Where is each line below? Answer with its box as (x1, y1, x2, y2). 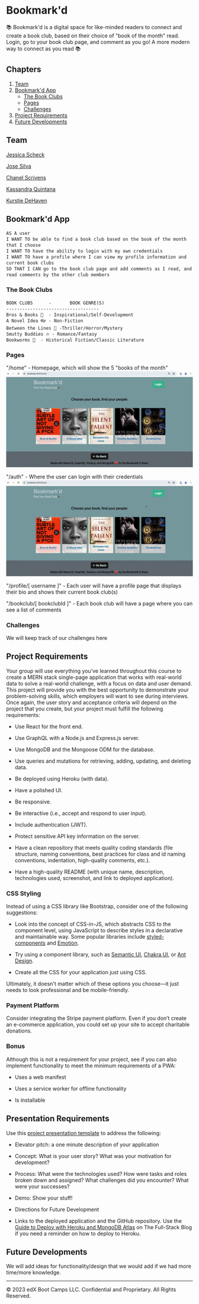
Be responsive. (14, 798, 52, 805)
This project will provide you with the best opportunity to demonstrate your (6, 686, 190, 693)
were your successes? (14, 1182, 70, 1190)
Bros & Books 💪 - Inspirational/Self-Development (6, 312, 134, 318)
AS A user (6, 231, 31, 237)
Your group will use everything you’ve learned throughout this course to (6, 667, 182, 674)
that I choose (6, 243, 41, 248)
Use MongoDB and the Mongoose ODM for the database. (14, 745, 155, 753)
